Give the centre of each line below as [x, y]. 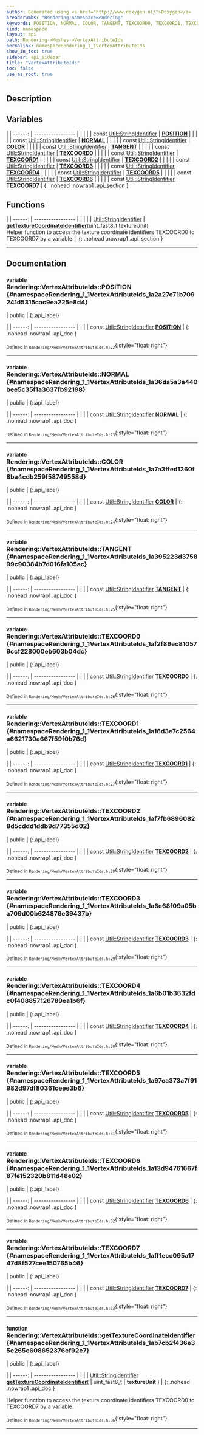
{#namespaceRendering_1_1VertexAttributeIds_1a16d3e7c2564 [101, 731]
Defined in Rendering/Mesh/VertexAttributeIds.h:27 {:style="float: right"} [87, 783]
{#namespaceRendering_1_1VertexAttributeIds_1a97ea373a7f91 [102, 1081]
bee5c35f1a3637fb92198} [46, 389]
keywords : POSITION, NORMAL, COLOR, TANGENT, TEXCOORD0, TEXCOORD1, [95, 23]
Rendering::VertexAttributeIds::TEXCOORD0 [73, 636]
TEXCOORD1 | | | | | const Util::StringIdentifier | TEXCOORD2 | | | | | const [98, 160]
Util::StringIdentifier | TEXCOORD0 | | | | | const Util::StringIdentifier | [92, 153]
